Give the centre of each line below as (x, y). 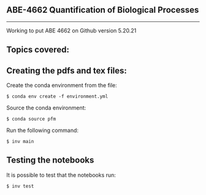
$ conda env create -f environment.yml (57, 97)
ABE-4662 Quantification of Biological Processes (103, 10)
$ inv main (20, 142)
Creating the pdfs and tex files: (67, 71)
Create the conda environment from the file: (62, 86)
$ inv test (20, 186)
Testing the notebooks (50, 160)
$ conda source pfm (31, 119)
